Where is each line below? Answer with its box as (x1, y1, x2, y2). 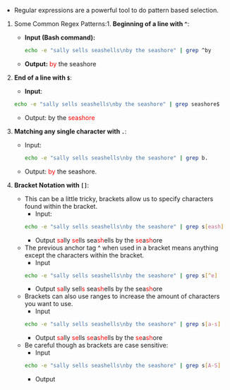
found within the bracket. (24, 202, 97, 210)
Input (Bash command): (24, 33, 96, 42)
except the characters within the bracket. (24, 250, 145, 260)
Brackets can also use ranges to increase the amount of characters (24, 292, 220, 300)
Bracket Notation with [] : (13, 181, 90, 189)
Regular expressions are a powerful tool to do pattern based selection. (13, 6, 219, 14)
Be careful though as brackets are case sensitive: (24, 341, 169, 350)
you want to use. (24, 300, 73, 308)
